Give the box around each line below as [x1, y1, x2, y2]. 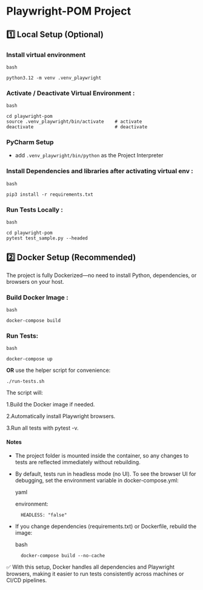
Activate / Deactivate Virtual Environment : [6, 89, 135, 97]
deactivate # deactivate [6, 124, 148, 130]
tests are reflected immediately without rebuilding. [15, 458, 141, 465]
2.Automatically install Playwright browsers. [6, 413, 116, 420]
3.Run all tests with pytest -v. [6, 424, 79, 432]
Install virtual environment [6, 50, 86, 59]
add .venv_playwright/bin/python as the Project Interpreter [15, 152, 164, 159]
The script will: [6, 389, 44, 396]
